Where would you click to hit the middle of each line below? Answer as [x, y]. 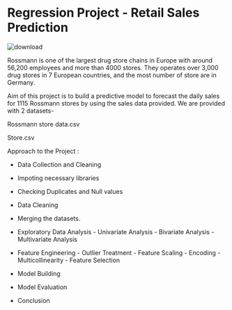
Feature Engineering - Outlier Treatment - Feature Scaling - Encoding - [119, 252]
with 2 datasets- [31, 111]
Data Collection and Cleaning [59, 164]
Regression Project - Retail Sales [103, 13]
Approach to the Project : [43, 151]
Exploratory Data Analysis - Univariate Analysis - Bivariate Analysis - [116, 231]
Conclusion [33, 300]
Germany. [21, 82]
